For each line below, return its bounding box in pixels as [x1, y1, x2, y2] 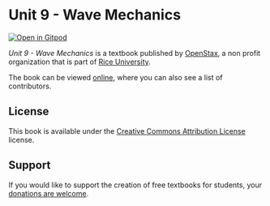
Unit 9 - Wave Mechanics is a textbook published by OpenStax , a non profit [8, 48, 261, 58]
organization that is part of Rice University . [8, 57, 152, 67]
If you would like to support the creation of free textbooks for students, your [8, 180, 262, 190]
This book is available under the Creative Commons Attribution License [8, 126, 246, 135]
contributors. [8, 81, 52, 91]
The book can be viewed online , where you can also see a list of [8, 72, 223, 82]
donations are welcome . [8, 188, 89, 198]
